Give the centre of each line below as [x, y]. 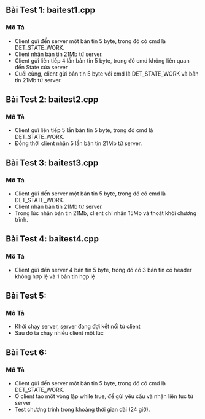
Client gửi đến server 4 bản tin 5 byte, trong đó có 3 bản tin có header [103, 270]
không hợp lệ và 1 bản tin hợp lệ [55, 276]
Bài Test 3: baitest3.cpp [52, 163]
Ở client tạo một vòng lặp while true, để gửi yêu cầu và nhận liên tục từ [104, 396]
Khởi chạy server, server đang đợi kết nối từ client [77, 327]
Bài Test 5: [26, 296]
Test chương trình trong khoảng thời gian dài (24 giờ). [82, 409]
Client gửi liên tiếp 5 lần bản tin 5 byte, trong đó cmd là [84, 130]
